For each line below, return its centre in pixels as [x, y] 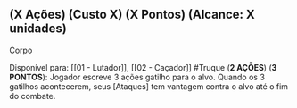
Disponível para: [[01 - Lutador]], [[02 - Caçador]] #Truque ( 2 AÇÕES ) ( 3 [143, 67]
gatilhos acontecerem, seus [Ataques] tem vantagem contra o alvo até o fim [148, 86]
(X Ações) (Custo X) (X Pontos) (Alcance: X [132, 15]
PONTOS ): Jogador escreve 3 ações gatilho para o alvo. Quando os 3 [137, 77]
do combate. [33, 96]
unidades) [38, 29]
